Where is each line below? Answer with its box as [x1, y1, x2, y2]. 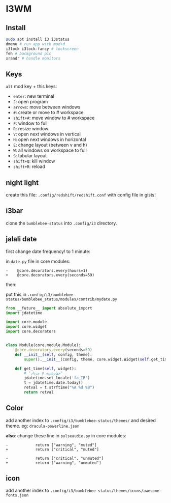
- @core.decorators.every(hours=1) [6, 268, 88, 273]
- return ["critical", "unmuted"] [6, 456, 104, 461]
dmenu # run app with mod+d [6, 41, 65, 46]
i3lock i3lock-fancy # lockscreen [6, 46, 79, 51]
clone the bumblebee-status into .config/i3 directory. [6, 220, 117, 226]
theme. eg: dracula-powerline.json [6, 423, 80, 429]
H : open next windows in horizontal [13, 136, 86, 143]
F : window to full [13, 120, 48, 126]
